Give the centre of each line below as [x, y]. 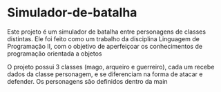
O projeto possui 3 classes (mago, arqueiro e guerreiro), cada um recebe [111, 67]
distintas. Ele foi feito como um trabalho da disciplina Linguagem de [104, 38]
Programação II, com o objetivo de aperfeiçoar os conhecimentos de [105, 46]
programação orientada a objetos [55, 54]
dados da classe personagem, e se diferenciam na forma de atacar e [105, 74]
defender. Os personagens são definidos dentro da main [87, 81]
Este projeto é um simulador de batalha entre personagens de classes [106, 32]
